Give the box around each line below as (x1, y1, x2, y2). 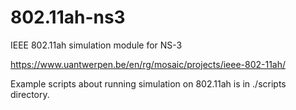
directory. (10, 88, 50, 100)
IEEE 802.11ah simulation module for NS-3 (10, 39, 183, 51)
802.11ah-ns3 (10, 6, 126, 29)
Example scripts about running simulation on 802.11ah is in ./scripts (10, 77, 287, 90)
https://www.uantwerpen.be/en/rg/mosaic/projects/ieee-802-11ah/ (10, 58, 287, 70)
